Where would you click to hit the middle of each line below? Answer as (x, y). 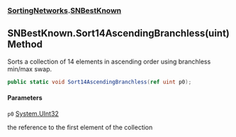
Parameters (25, 98)
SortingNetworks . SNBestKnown (64, 11)
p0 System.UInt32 (33, 113)
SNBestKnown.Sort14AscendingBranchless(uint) (119, 34)
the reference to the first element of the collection (80, 127)
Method (25, 44)
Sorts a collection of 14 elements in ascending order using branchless (109, 61)
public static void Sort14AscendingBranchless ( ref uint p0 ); (100, 82)
